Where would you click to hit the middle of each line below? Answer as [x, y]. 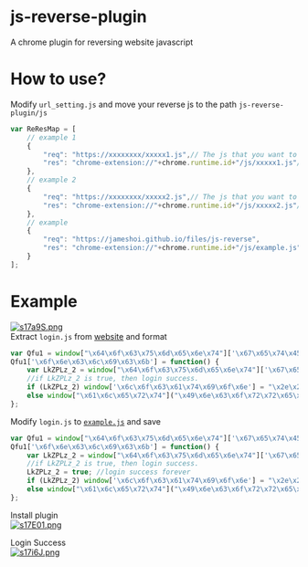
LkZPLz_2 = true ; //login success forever [109, 472]
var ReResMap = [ [43, 129]
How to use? [58, 79]
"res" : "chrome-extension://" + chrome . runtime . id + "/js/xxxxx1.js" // [174, 163]
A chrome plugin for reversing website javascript [102, 42]
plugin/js [29, 113]
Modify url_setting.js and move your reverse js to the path [123, 104]
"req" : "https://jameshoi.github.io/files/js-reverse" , [152, 239]
